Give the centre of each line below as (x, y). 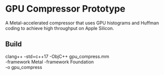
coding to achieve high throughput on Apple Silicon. (60, 28)
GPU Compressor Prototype (65, 9)
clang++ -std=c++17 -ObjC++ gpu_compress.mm (57, 56)
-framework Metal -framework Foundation (50, 62)
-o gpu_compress (24, 67)
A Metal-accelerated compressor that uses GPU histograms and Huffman (82, 23)
